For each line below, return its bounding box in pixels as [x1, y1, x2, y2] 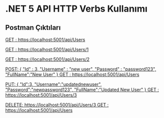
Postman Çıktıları [5, 23, 61, 32]
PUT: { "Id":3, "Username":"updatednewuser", [5, 82, 102, 87]
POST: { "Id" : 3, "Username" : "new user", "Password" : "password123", [5, 66, 156, 72]
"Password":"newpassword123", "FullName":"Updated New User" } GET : [5, 87, 159, 93]
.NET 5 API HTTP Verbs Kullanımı [5, 3, 148, 15]
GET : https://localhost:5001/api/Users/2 [5, 56, 90, 62]
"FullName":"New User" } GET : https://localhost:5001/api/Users [5, 71, 140, 77]
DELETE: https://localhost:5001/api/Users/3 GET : [5, 102, 109, 108]
